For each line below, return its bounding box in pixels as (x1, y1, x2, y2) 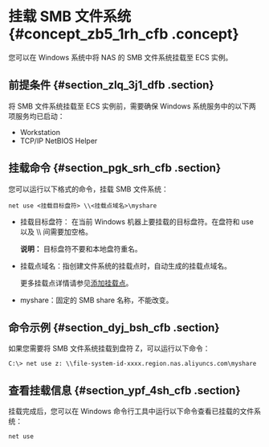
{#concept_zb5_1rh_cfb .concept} (8, 25, 239, 43)
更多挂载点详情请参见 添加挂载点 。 (19, 278, 133, 288)
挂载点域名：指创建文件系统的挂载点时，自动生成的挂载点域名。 (19, 260, 231, 270)
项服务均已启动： (8, 111, 65, 121)
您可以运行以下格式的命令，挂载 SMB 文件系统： (8, 184, 169, 194)
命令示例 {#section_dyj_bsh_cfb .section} (8, 321, 220, 334)
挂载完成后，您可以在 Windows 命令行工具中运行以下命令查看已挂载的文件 (8, 407, 255, 416)
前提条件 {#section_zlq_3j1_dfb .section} (8, 78, 214, 92)
